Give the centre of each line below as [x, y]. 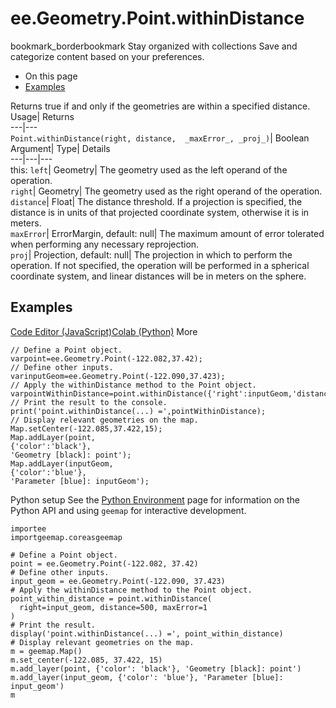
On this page [51, 76]
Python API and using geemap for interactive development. [128, 510]
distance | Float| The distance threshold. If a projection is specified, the [156, 201]
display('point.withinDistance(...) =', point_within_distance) [147, 633]
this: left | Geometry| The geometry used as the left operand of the [149, 169]
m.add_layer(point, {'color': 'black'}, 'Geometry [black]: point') [156, 668]
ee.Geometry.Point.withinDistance [157, 18]
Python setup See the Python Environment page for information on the [155, 499]
